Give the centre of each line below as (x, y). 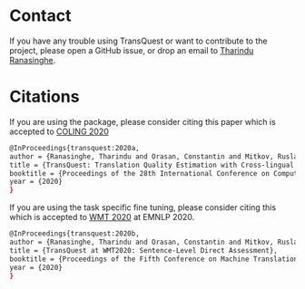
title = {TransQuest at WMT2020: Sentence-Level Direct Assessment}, (144, 250)
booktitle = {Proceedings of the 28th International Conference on (140, 173)
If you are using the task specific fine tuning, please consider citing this (143, 207)
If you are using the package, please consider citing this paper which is (143, 121)
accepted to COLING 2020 (59, 131)
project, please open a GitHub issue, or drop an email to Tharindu (132, 50)
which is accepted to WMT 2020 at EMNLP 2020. (102, 217)
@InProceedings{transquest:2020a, (75, 148)
